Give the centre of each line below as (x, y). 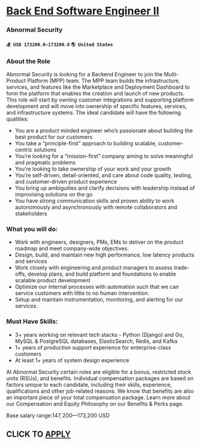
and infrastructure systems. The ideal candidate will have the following (94, 113)
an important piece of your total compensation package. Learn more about (98, 397)
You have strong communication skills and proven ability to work (94, 201)
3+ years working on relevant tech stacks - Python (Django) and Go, (99, 335)
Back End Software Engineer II (83, 11)
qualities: (17, 119)
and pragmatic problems (45, 162)
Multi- (171, 74)
